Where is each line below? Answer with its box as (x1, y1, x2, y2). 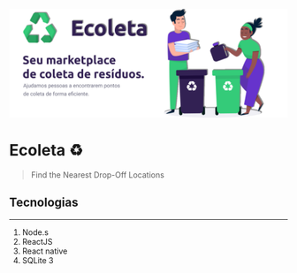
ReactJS (21, 236, 53, 246)
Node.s (21, 226, 49, 238)
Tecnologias (9, 195, 79, 210)
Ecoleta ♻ (9, 140, 84, 161)
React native (21, 246, 68, 256)
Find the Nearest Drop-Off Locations (30, 169, 165, 180)
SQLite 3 (21, 254, 54, 265)
